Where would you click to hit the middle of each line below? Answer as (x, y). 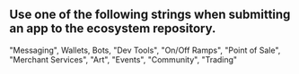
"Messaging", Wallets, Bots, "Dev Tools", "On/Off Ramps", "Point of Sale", (145, 50)
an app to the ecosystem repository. (113, 29)
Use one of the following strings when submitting (150, 15)
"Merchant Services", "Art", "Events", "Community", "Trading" (123, 59)
